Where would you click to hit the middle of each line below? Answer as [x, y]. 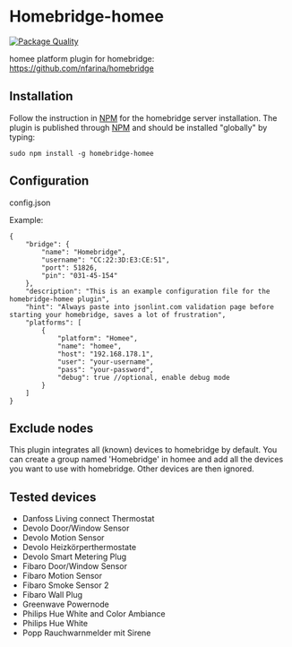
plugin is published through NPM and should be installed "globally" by [138, 127]
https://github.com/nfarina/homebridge [82, 68]
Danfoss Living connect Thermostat [88, 519]
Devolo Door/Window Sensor [76, 528]
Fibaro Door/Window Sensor [75, 566]
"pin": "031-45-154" [80, 275]
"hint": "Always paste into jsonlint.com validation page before [150, 306]
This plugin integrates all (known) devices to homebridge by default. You [143, 450]
